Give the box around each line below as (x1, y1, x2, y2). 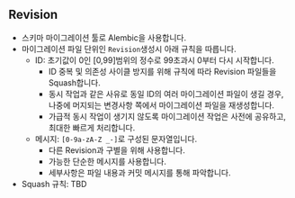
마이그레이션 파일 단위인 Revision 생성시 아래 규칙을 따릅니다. (21, 43, 237, 54)
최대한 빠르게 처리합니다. (48, 121, 136, 133)
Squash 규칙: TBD (21, 178, 87, 189)
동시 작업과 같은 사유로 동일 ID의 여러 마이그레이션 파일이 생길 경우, (48, 88, 284, 99)
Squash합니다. (48, 76, 101, 88)
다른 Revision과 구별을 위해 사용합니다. (48, 144, 186, 156)
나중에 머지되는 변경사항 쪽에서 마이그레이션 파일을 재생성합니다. (48, 99, 275, 111)
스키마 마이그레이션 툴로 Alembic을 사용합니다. (21, 31, 186, 43)
